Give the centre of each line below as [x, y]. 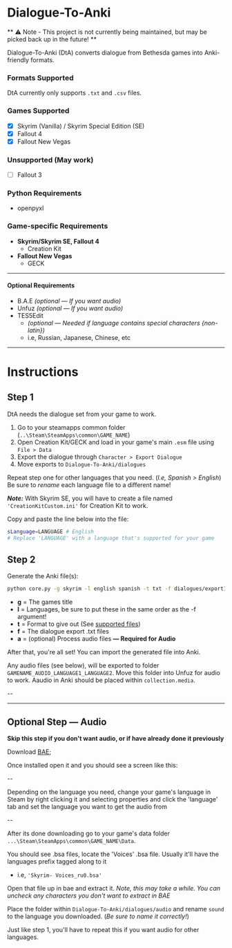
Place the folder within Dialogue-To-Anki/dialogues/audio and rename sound [116, 909]
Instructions [43, 372]
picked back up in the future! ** [52, 39]
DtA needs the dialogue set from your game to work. [82, 414]
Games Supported [38, 111]
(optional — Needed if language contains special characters [114, 323]
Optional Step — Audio [57, 722]
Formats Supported [40, 77]
